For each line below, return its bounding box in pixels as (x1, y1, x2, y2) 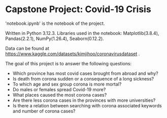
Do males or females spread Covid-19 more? (12, 86, 106, 92)
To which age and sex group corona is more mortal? (12, 81, 122, 87)
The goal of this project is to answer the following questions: (5, 60, 132, 66)
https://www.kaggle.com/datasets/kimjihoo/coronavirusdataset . (5, 51, 140, 57)
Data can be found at (5, 45, 49, 51)
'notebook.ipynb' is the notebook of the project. (5, 20, 105, 26)
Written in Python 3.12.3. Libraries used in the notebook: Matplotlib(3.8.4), (5, 30, 159, 36)
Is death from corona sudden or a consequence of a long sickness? (12, 75, 154, 82)
